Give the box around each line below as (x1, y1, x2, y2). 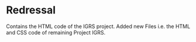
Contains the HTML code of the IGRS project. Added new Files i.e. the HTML (6, 23, 191, 30)
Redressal (6, 3, 56, 17)
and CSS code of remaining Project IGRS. (6, 29, 106, 36)
